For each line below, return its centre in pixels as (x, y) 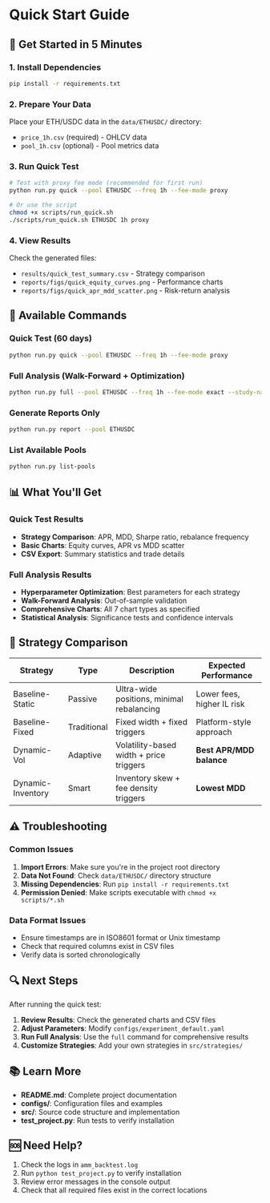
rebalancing (138, 708)
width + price (141, 755)
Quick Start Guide (70, 15)
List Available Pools (48, 450)
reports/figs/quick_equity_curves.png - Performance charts (122, 282)
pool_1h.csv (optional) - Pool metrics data (90, 146)
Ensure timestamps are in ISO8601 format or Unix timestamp (121, 937)
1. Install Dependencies (55, 67)
